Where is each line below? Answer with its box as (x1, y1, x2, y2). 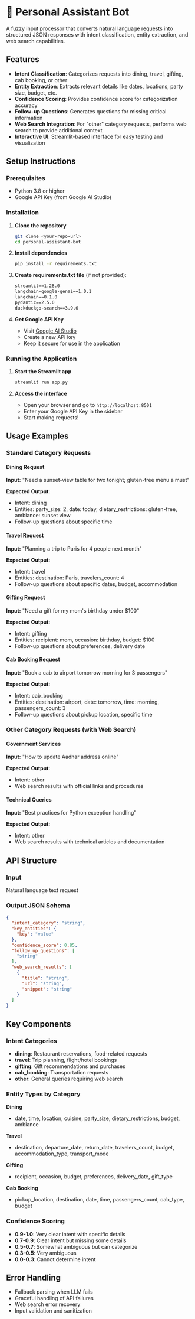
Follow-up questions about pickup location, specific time (14, 711, 153, 718)
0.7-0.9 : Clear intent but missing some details (14, 1237, 127, 1244)
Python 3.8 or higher (14, 187, 65, 194)
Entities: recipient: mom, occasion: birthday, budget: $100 (14, 636, 155, 643)
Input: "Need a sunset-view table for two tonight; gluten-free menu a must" (6, 477, 190, 484)
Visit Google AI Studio (23, 327, 77, 334)
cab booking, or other (14, 76, 68, 83)
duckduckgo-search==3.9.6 (14, 305, 78, 311)
